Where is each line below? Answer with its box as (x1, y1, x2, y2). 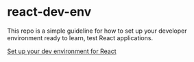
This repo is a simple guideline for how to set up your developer (7, 27, 187, 35)
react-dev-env (7, 4, 92, 20)
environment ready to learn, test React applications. (7, 33, 153, 42)
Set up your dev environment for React (7, 47, 117, 55)
